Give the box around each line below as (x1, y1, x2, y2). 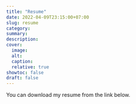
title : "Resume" (6, 8, 47, 15)
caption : (11, 58, 33, 64)
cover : (6, 42, 23, 48)
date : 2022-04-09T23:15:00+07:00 (6, 14, 89, 20)
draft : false (6, 75, 39, 81)
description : (6, 36, 39, 42)
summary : (6, 31, 28, 37)
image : (11, 48, 28, 53)
